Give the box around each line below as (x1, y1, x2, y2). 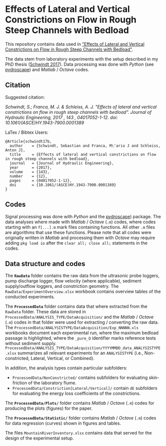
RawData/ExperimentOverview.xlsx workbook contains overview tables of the (5, 288, 161, 294)
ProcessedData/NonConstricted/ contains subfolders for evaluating (12, 374, 148, 381)
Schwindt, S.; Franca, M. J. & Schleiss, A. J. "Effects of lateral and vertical (5, 103, 157, 110)
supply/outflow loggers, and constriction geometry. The (5, 283, 119, 289)
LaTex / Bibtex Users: (5, 129, 49, 135)
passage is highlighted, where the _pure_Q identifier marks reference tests (5, 335, 156, 341)
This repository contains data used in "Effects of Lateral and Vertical (5, 41, 145, 47)
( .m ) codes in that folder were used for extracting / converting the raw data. (5, 319, 159, 325)
